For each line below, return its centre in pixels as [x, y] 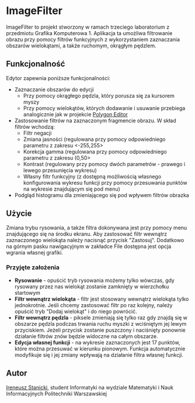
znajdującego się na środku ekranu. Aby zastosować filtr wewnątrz [87, 234]
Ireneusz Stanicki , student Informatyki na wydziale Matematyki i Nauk [90, 387]
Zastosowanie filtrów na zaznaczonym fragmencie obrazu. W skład [95, 120]
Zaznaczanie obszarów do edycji [54, 89]
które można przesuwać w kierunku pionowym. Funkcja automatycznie [100, 349]
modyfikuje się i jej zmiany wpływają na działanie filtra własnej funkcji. [99, 354]
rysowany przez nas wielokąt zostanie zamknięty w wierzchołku [92, 286]
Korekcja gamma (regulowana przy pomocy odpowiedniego [95, 151]
